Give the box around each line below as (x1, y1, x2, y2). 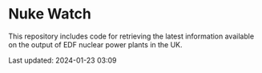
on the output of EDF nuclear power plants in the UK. (8, 39, 183, 49)
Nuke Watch (8, 5, 92, 23)
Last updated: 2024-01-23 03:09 (8, 55, 117, 65)
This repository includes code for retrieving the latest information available (8, 31, 255, 41)
